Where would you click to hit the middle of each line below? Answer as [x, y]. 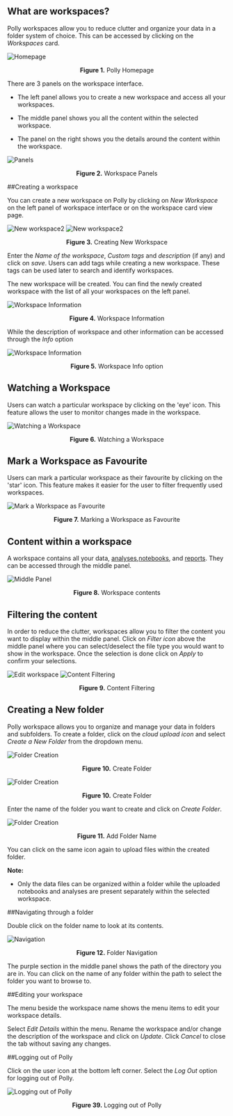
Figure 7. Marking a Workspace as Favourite [117, 520]
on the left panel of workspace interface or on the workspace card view [110, 208]
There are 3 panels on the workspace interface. [75, 84]
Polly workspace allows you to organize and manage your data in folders [111, 727]
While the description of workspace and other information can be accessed [115, 332]
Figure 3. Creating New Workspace [117, 242]
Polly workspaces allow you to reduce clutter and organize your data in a [112, 28]
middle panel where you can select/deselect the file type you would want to [116, 646]
